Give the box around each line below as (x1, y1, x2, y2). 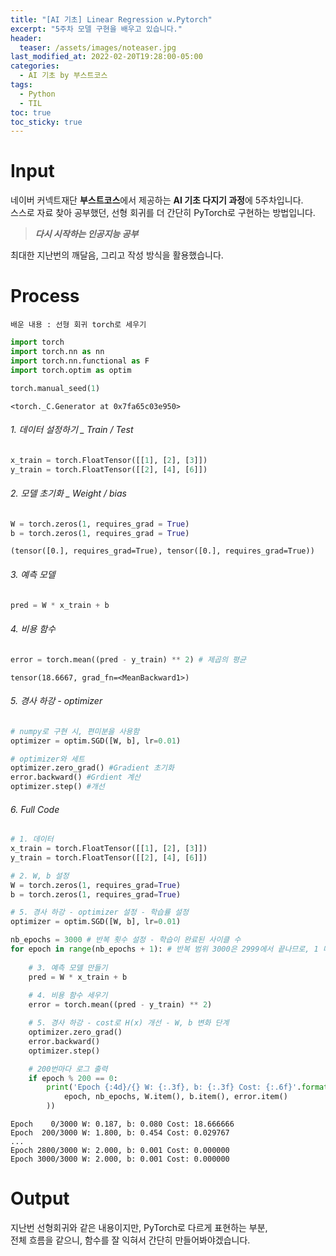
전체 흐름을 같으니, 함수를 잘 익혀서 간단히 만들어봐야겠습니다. (10, 1234, 251, 1246)
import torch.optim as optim (10, 365, 132, 375)
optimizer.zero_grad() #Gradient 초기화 (10, 763, 175, 773)
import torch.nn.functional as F (10, 356, 150, 366)
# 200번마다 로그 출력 (28, 1064, 108, 1074)
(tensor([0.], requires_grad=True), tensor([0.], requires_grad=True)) (10, 546, 315, 556)
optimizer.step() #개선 (10, 782, 105, 792)
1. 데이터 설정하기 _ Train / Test (10, 424, 134, 436)
